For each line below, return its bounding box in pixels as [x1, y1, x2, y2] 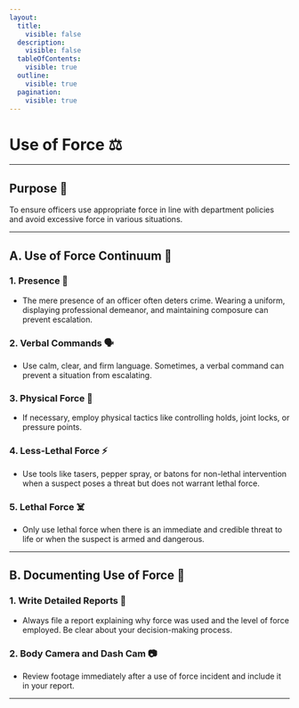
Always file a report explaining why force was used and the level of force [21, 614, 289, 625]
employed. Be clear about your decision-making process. [21, 624, 233, 635]
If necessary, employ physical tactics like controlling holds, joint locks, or [21, 412, 290, 424]
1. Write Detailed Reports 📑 [9, 595, 127, 607]
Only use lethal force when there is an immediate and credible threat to [21, 524, 283, 535]
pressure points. [21, 422, 83, 432]
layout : [9, 12, 38, 22]
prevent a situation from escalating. [21, 370, 153, 381]
